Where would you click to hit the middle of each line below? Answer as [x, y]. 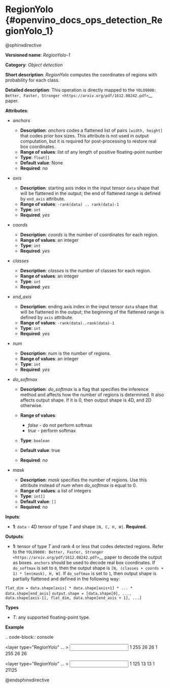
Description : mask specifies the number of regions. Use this [83, 480]
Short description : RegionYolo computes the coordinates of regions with [81, 74]
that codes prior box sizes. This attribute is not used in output [84, 135]
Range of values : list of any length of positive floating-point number [91, 152]
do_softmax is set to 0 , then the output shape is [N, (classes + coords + [88, 568]
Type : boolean [35, 440]
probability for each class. [32, 80]
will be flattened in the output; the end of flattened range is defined [90, 193]
